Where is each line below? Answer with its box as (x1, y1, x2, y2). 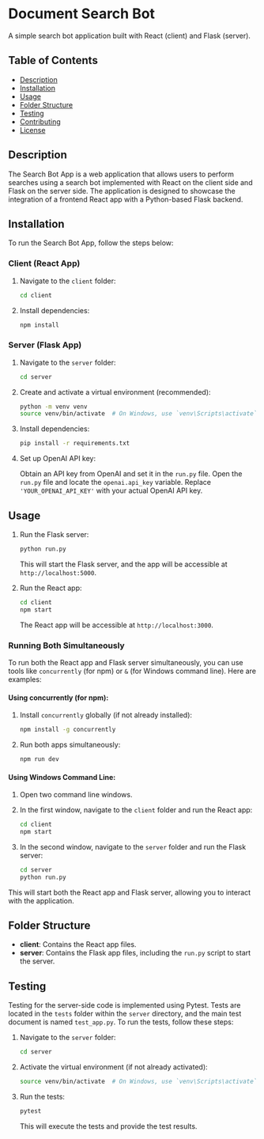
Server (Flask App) (8, 339, 82, 350)
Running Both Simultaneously (8, 640, 125, 651)
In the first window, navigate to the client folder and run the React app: (19, 805, 253, 815)
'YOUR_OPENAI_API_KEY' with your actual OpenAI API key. (19, 486, 203, 495)
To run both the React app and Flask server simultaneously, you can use (8, 657, 243, 667)
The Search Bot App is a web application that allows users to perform (8, 169, 235, 179)
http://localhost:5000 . (19, 567, 97, 577)
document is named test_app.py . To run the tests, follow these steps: (8, 1017, 234, 1027)
